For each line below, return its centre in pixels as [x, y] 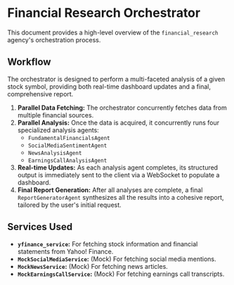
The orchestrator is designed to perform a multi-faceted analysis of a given [116, 79]
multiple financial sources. [56, 115]
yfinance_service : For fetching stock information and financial [108, 243]
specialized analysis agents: [58, 130]
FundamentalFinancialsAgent [69, 138]
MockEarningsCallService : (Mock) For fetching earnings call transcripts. [121, 274]
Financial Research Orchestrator [104, 13]
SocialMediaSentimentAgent [67, 146]
